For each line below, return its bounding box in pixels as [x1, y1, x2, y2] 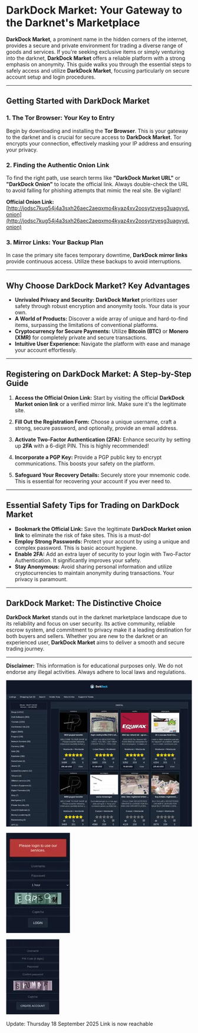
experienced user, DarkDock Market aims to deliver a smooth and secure [6, 639, 185, 646]
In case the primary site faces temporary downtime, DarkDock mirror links [6, 252, 188, 259]
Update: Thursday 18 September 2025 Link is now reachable [6, 1020, 153, 1027]
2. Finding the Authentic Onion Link [6, 161, 110, 169]
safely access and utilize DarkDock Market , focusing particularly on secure [6, 67, 190, 74]
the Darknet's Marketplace [6, 16, 140, 30]
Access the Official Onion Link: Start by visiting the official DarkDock [14, 394, 184, 401]
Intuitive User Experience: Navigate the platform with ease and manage [14, 341, 190, 348]
